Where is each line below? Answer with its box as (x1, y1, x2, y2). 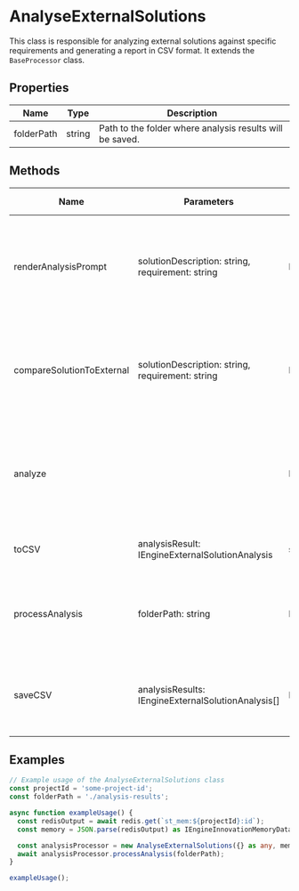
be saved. (99, 133, 140, 145)
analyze (13, 467, 47, 480)
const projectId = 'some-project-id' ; (9, 784, 153, 793)
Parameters (183, 195, 234, 207)
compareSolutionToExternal (13, 363, 130, 376)
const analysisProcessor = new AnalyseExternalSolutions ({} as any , (17, 841, 277, 850)
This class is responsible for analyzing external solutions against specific (9, 36, 277, 46)
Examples (9, 752, 65, 767)
